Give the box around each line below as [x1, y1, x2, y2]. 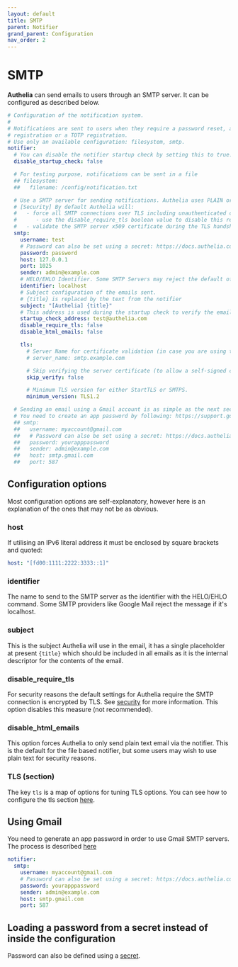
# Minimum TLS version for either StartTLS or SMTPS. [25, 387, 189, 394]
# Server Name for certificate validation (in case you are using [25, 348, 227, 355]
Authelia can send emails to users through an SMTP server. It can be [7, 91, 209, 99]
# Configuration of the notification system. [7, 112, 144, 119]
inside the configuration [7, 932, 115, 944]
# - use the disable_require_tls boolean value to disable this [13, 217, 223, 224]
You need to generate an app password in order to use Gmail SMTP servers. [7, 835, 230, 843]
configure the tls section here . [7, 795, 96, 804]
